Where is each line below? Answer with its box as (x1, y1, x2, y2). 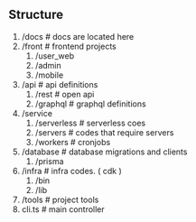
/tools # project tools (21, 194, 99, 205)
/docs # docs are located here (21, 31, 135, 42)
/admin (34, 60, 61, 70)
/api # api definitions (21, 79, 98, 89)
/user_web (34, 50, 75, 61)
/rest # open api (34, 88, 95, 99)
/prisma (34, 155, 64, 166)
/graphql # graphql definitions (34, 98, 146, 109)
